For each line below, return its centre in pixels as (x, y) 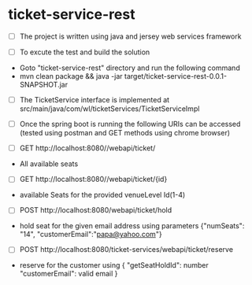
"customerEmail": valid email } (69, 274)
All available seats (49, 164)
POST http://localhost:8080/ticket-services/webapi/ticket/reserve (126, 250)
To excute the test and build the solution (85, 52)
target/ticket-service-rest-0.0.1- (176, 76)
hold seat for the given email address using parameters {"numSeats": (132, 226)
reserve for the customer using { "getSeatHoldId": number (114, 265)
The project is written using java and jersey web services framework (130, 36)
